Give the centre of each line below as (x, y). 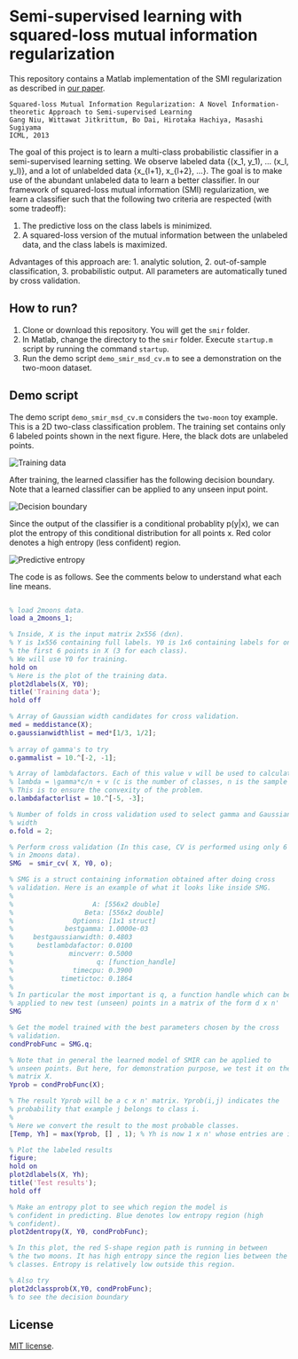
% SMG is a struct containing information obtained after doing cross (142, 880)
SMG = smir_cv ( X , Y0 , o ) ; (61, 864)
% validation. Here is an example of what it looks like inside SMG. (141, 888)
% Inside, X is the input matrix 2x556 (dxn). (97, 635)
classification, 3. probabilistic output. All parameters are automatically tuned (148, 271)
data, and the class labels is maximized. (94, 244)
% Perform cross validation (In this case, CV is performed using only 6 (149, 847)
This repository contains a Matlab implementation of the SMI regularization (145, 78)
